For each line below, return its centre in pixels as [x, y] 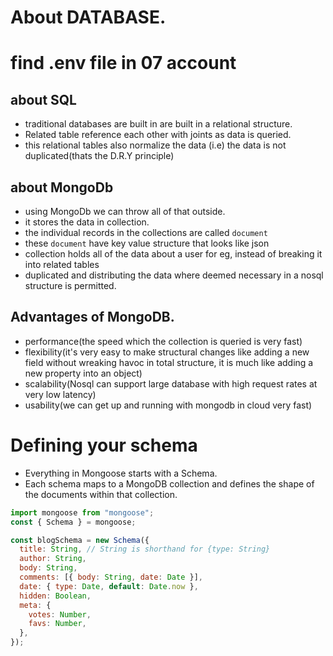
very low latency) [60, 394]
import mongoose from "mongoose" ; [82, 512]
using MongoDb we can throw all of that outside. [125, 211]
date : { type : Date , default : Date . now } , [109, 586]
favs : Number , [57, 624]
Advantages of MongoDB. [92, 317]
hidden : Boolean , [55, 596]
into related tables [62, 264]
